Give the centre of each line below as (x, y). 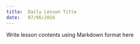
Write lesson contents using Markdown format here (70, 34)
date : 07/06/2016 (31, 17)
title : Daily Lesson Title (42, 12)
